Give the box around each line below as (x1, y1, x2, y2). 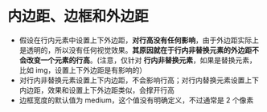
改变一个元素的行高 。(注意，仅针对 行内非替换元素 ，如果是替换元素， (26, 55, 257, 65)
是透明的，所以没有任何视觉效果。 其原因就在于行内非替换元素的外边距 (18, 45, 253, 54)
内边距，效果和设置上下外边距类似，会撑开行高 (18, 85, 175, 94)
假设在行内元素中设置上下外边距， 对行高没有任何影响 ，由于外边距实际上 (18, 35, 259, 45)
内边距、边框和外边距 (7, 7, 150, 26)
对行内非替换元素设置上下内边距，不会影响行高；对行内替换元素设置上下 (18, 75, 259, 85)
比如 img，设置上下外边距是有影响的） (18, 65, 146, 74)
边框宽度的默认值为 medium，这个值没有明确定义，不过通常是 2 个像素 (18, 95, 254, 105)
